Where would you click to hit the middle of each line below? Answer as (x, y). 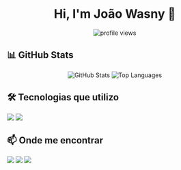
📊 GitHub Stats (40, 55)
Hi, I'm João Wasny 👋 (115, 14)
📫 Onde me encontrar (55, 140)
